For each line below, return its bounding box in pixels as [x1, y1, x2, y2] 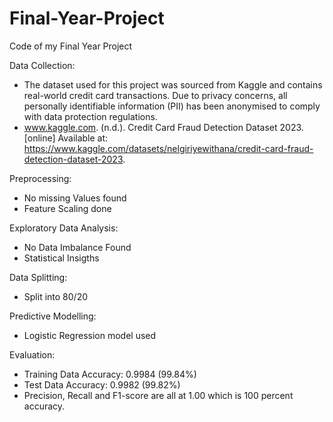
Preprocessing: [9, 172, 72, 184]
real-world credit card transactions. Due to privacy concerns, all [23, 89, 288, 101]
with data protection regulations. [23, 110, 158, 122]
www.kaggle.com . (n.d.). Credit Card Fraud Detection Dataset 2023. [23, 121, 304, 133]
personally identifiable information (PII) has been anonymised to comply [23, 100, 321, 112]
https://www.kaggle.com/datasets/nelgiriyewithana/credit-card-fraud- [23, 142, 314, 154]
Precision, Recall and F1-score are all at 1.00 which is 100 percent [23, 389, 294, 401]
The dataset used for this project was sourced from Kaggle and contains [23, 78, 323, 91]
